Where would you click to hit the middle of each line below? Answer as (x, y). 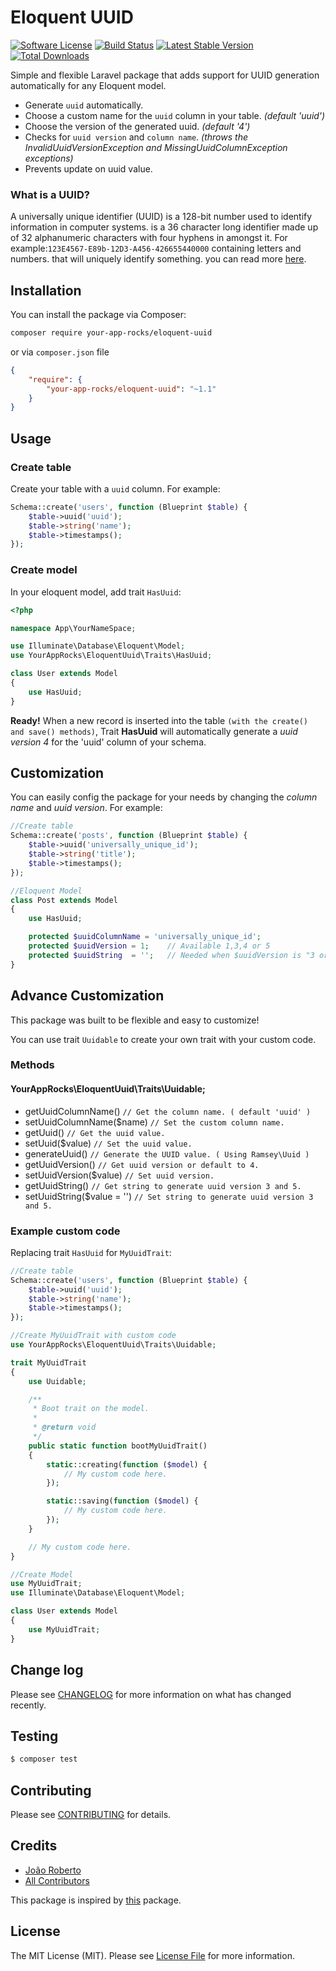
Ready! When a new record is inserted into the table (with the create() (159, 720)
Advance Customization (87, 996)
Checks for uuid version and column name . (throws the (136, 137)
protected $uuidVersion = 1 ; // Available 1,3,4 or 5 (149, 946)
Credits (34, 1846)
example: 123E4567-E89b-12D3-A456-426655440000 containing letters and (156, 248)
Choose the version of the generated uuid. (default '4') (137, 126)
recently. (28, 1705)
